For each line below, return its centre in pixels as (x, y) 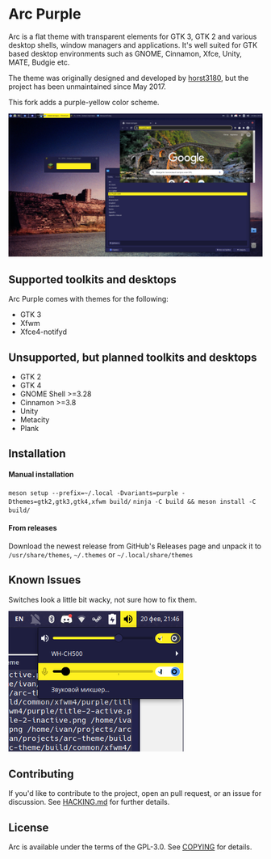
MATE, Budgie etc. (39, 62)
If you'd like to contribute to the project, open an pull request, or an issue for (135, 793)
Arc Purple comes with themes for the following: (89, 299)
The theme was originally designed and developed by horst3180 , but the (129, 78)
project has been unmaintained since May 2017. (88, 87)
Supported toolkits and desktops (92, 279)
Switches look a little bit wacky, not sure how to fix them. (103, 599)
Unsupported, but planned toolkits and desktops (133, 357)
